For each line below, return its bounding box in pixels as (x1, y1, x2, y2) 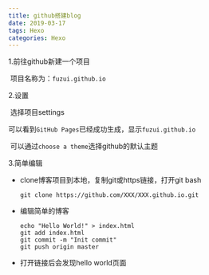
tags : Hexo (8, 26, 45, 34)
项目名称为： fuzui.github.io (10, 73, 106, 84)
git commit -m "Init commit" (19, 236, 117, 244)
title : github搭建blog (8, 11, 81, 20)
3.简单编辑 (8, 159, 43, 168)
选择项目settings (10, 108, 65, 117)
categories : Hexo (8, 33, 66, 42)
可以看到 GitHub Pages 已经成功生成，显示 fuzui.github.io (8, 124, 196, 134)
